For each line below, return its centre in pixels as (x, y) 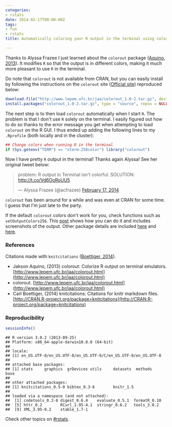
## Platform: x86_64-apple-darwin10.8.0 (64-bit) (59, 342)
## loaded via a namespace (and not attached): (57, 396)
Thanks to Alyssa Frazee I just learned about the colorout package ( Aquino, (85, 57)
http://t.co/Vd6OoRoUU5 (44, 180)
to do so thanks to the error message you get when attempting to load (79, 124)
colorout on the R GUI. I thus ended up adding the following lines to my (80, 130)
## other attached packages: (36, 382)
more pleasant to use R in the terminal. (46, 69)
